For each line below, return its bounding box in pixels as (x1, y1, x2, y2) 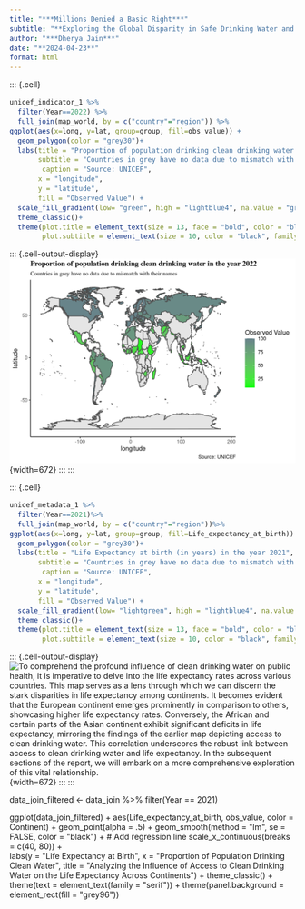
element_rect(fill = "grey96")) (9, 889, 120, 900)
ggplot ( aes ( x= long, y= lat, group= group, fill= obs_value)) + (9, 126, 242, 135)
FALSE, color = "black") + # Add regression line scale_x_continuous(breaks (9, 832, 290, 843)
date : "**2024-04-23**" (9, 44, 100, 53)
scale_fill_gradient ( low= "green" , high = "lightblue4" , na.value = (17, 203, 282, 213)
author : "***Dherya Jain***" (9, 34, 120, 43)
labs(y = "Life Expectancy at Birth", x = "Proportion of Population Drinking (9, 851, 286, 862)
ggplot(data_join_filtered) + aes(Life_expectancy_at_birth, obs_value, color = (9, 812, 294, 823)
